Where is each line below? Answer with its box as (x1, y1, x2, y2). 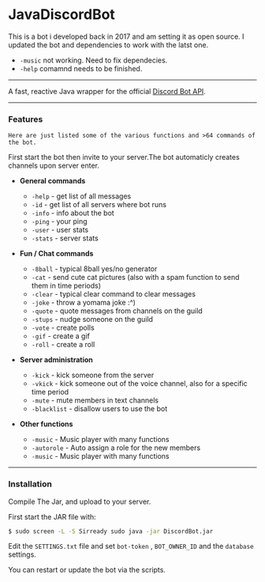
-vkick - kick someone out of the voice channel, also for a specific (31, 379, 248, 388)
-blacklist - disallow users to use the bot (31, 404, 168, 414)
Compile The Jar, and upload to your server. (8, 497, 151, 506)
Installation (8, 478, 53, 489)
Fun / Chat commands (19, 249, 94, 259)
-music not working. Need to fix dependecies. (19, 55, 168, 65)
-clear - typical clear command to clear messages (31, 289, 196, 299)
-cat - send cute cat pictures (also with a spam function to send (31, 273, 240, 282)
